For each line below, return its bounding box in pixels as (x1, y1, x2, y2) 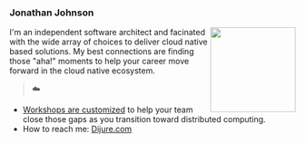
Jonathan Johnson (9, 6, 94, 19)
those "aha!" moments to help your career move (9, 56, 190, 67)
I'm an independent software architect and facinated (9, 27, 206, 38)
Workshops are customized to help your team (22, 104, 193, 115)
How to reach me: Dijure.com (22, 124, 133, 135)
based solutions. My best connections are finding (9, 46, 194, 57)
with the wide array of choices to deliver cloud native (9, 36, 208, 47)
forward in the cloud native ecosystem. (9, 65, 156, 76)
